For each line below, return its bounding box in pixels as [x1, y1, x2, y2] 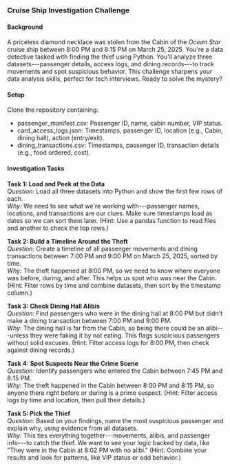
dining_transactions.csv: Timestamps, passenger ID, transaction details [17, 141, 220, 150]
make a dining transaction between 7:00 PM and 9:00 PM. [7, 316, 172, 324]
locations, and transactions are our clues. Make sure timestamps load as [7, 209, 213, 217]
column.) [7, 289, 32, 297]
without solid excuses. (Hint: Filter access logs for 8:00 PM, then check [7, 338, 210, 347]
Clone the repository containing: [7, 106, 98, 114]
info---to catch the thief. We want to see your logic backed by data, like [7, 438, 210, 447]
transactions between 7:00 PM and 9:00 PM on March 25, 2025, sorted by [7, 251, 218, 260]
